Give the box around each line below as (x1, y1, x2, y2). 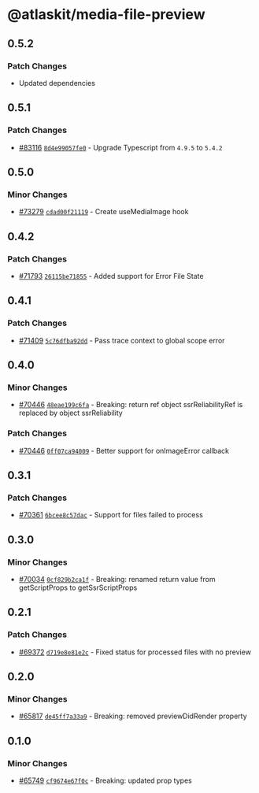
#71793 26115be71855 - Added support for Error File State (18, 271, 204, 280)
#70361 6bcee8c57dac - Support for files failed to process (18, 510, 204, 520)
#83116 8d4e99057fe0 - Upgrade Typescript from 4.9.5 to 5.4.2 (18, 143, 223, 152)
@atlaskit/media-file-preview (7, 6, 205, 24)
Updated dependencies (18, 78, 96, 87)
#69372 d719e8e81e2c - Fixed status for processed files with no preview (18, 647, 251, 657)
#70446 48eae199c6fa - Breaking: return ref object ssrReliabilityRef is (18, 400, 243, 409)
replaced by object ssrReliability (18, 408, 123, 418)
